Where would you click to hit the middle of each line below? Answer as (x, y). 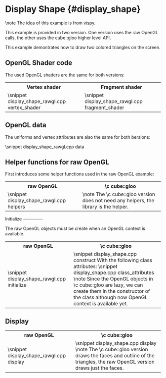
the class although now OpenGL (111, 297)
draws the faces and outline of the (115, 356)
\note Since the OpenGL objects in (113, 279)
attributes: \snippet (95, 267)
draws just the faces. (100, 368)
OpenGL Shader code (39, 63)
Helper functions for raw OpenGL (57, 162)
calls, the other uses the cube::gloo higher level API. (58, 38)
